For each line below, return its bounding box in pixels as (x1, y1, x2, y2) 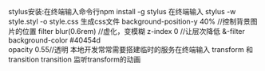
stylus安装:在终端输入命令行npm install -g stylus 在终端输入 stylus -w (8, 7, 236, 16)
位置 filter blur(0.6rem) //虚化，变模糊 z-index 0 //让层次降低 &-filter (22, 27, 246, 35)
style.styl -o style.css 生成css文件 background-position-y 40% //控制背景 (8, 17, 251, 26)
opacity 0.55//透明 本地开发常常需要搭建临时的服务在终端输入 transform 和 (8, 45, 254, 54)
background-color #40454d (8, 35, 101, 45)
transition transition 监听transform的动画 (8, 54, 141, 64)
